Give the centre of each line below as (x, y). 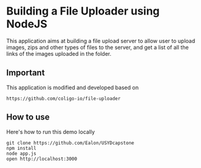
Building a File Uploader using (83, 11)
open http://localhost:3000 (42, 159)
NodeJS (27, 24)
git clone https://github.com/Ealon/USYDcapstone (70, 143)
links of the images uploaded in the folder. (59, 53)
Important (26, 73)
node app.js (21, 153)
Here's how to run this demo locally (51, 132)
